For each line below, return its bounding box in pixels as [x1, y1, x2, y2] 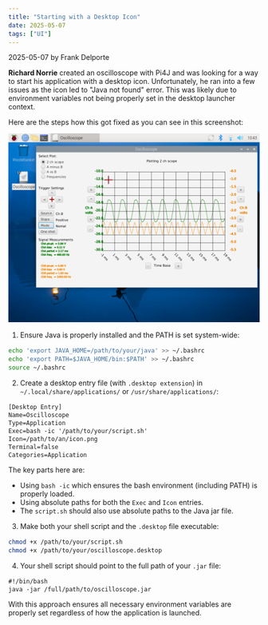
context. [8, 102, 36, 112]
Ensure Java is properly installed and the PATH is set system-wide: [19, 330, 240, 340]
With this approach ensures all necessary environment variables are [8, 599, 232, 609]
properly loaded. [19, 489, 75, 499]
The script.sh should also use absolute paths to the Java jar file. [19, 506, 234, 516]
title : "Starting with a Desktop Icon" [8, 13, 141, 21]
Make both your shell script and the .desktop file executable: [19, 522, 219, 531]
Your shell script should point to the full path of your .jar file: [19, 560, 222, 571]
